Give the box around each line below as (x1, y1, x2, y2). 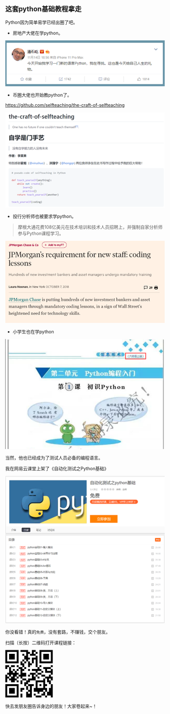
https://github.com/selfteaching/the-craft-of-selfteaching (5, 102, 125, 108)
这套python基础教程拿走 (5, 5, 82, 14)
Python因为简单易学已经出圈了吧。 (5, 19, 78, 25)
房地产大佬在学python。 (12, 30, 63, 36)
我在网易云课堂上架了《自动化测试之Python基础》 (5, 465, 109, 471)
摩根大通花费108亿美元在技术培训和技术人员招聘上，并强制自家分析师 (17, 224, 163, 230)
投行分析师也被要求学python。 (12, 213, 76, 219)
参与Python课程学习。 (17, 230, 64, 236)
